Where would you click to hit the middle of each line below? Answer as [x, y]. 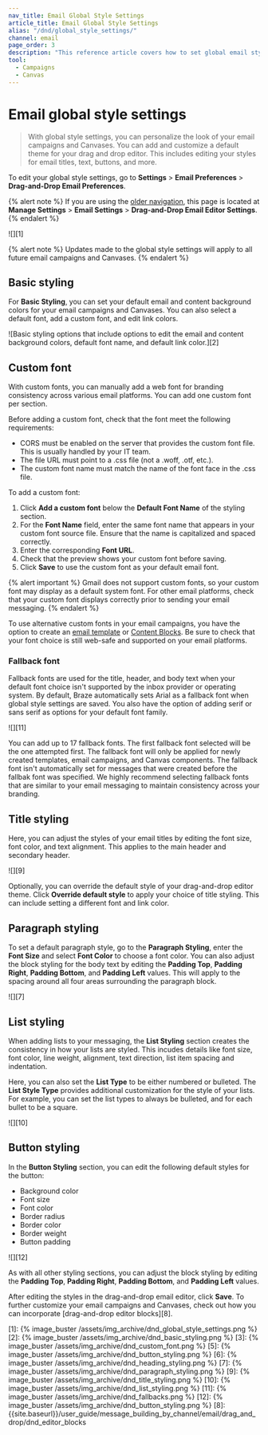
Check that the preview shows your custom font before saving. [123, 559]
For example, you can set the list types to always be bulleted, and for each [130, 1099]
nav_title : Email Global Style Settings [77, 16]
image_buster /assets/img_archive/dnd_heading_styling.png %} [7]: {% [125, 1362]
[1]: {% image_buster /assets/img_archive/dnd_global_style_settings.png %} [133, 1329]
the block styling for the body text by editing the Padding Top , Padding [126, 965]
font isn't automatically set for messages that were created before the [123, 769]
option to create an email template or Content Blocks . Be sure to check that [132, 632]
